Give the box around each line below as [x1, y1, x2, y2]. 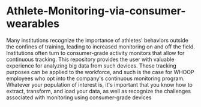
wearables [6, 17, 60, 30]
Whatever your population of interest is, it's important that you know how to [6, 81, 193, 88]
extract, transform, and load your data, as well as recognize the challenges [6, 87, 191, 94]
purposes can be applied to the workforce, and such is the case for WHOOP [6, 68, 194, 75]
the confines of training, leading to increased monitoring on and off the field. [6, 43, 195, 50]
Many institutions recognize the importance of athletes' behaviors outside [6, 36, 189, 44]
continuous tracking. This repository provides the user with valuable [6, 56, 175, 63]
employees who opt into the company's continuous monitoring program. [6, 75, 185, 82]
